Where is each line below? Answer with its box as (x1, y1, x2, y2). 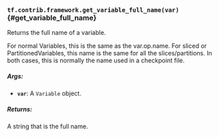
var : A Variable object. (16, 89, 82, 98)
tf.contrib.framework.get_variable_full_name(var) (7, 6, 179, 14)
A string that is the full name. (7, 123, 88, 131)
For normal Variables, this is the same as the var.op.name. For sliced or (7, 42, 207, 50)
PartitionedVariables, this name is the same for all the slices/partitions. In (7, 49, 212, 58)
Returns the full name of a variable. (7, 29, 106, 37)
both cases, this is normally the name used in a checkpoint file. (7, 56, 185, 64)
